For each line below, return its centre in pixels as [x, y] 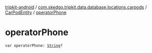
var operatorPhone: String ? [34, 46]
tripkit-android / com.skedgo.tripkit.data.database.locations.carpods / [76, 7]
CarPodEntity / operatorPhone [36, 12]
